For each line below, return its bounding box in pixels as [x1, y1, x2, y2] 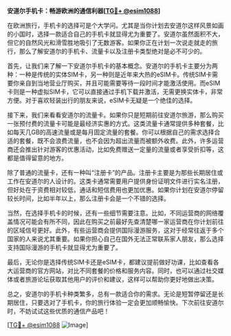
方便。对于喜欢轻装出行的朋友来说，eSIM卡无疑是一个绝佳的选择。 [7, 96, 197, 104]
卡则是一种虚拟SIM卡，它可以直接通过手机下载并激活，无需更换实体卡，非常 [7, 87, 223, 96]
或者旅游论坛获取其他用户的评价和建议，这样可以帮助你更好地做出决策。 [12, 275, 218, 283]
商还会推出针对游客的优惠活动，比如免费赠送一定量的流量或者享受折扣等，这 [7, 145, 224, 154]
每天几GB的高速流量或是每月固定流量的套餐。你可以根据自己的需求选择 [12, 128, 214, 136]
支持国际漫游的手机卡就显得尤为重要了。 [7, 244, 122, 251]
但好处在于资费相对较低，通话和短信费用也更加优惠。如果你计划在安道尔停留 [7, 186, 224, 193]
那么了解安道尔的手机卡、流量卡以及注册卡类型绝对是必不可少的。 [19, 48, 206, 55]
